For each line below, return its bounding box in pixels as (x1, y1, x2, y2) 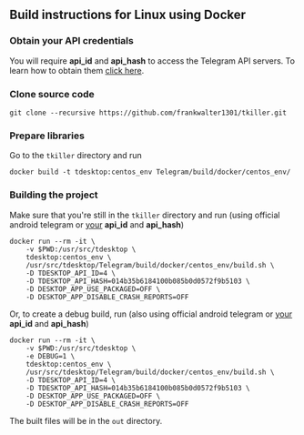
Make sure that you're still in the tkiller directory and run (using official (9, 209, 280, 220)
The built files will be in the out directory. (9, 415, 163, 426)
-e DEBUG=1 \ (25, 351, 76, 360)
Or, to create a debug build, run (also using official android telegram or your (9, 309, 293, 319)
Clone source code (9, 87, 95, 100)
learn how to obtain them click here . (9, 65, 145, 76)
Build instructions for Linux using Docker (9, 7, 247, 23)
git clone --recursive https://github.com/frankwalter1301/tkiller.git (9, 108, 287, 117)
